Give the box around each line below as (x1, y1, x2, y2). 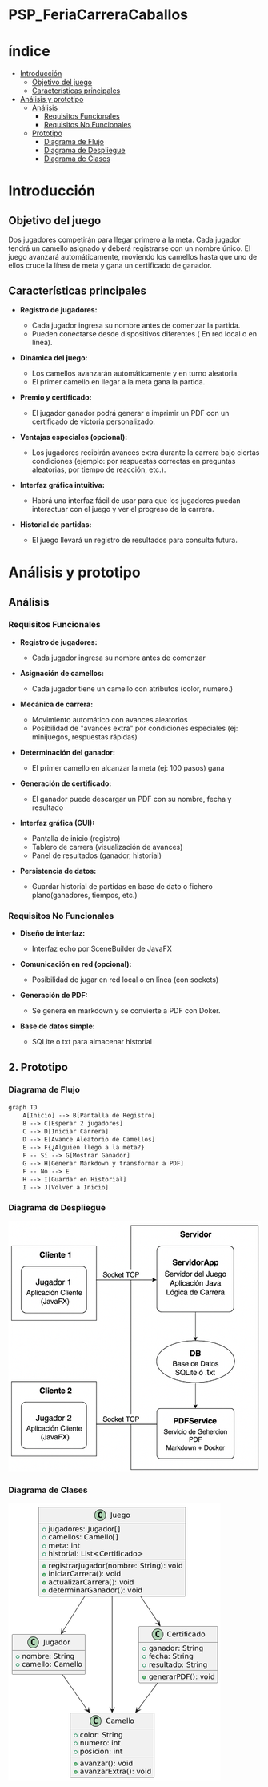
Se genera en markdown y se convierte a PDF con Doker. (31, 1006, 221, 1016)
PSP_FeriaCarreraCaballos (8, 6, 188, 24)
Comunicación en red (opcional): (19, 960, 132, 969)
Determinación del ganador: (19, 747, 116, 757)
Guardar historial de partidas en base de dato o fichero (31, 881, 214, 891)
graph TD (8, 1103, 38, 1111)
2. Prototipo (8, 1060, 68, 1074)
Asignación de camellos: (19, 668, 104, 678)
